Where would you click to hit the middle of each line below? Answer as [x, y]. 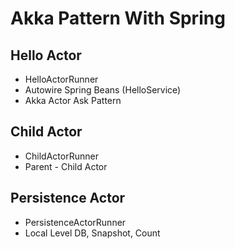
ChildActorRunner [61, 156]
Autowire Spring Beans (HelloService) [103, 90]
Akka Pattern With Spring [118, 18]
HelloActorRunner [61, 79]
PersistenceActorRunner [75, 222]
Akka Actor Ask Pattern [73, 100]
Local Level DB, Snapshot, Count [92, 233]
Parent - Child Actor [66, 166]
